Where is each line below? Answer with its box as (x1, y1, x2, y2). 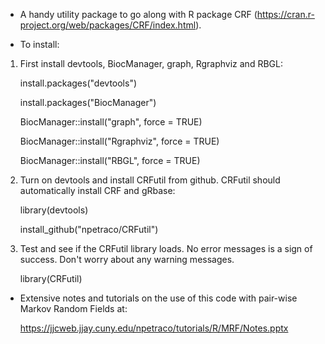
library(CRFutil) (19, 273, 83, 284)
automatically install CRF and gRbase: (19, 185, 176, 196)
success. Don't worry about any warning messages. (19, 254, 235, 265)
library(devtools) (19, 204, 89, 216)
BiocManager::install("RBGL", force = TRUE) (19, 155, 201, 166)
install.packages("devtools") (19, 77, 138, 89)
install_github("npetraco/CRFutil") (19, 224, 159, 235)
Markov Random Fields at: (19, 303, 128, 314)
